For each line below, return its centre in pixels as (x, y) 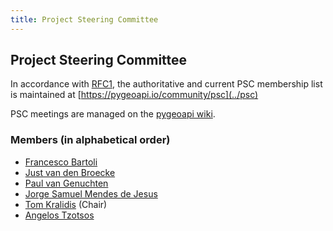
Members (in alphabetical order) (90, 140)
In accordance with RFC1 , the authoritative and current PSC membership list (166, 84)
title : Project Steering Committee (84, 19)
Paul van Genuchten (66, 183)
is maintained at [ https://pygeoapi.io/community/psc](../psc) (134, 95)
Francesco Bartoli (61, 162)
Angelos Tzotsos (59, 215)
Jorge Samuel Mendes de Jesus (91, 193)
